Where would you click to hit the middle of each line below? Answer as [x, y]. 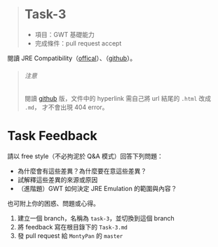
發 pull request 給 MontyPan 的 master [70, 236]
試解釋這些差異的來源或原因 [57, 180]
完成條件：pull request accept [78, 43]
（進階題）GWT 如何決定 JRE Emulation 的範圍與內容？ [97, 189]
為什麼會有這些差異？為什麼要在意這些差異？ [82, 171]
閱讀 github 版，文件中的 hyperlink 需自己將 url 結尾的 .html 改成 [118, 99]
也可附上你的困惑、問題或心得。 [53, 204]
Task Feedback [52, 136]
